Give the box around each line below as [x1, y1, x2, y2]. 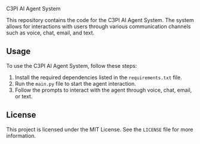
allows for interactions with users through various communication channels [6, 23, 191, 30]
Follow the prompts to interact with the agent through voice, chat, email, [14, 86, 192, 93]
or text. [14, 92, 33, 100]
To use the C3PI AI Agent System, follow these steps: [6, 62, 137, 69]
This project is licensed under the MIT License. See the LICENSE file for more [6, 126, 193, 133]
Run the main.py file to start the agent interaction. [14, 80, 136, 87]
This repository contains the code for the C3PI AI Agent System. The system [6, 17, 194, 23]
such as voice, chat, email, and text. [6, 29, 94, 36]
